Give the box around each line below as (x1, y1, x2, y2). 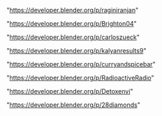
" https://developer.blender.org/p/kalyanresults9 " (6, 47, 147, 55)
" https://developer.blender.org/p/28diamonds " (6, 101, 140, 109)
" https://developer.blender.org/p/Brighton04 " (6, 20, 137, 27)
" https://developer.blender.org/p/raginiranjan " (6, 6, 139, 14)
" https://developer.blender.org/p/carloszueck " (6, 33, 140, 41)
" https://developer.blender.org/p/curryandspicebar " (6, 60, 156, 68)
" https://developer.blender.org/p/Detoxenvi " (6, 87, 133, 95)
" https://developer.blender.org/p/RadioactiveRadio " (6, 73, 154, 82)
